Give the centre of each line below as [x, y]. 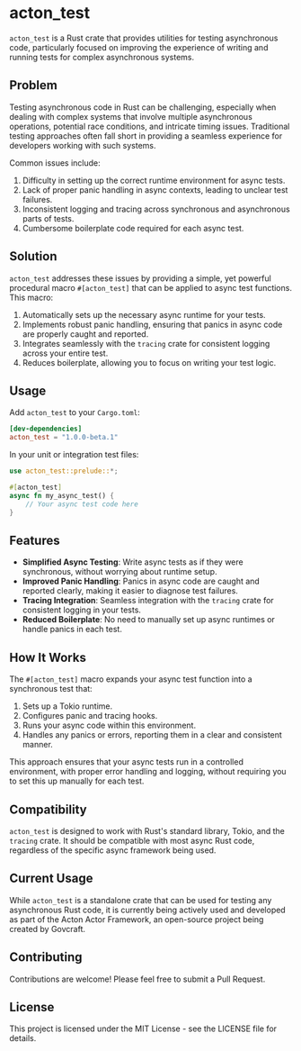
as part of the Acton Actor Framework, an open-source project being [137, 919]
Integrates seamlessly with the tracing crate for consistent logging [146, 343]
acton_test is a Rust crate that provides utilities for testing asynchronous [144, 38]
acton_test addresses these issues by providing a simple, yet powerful [140, 278]
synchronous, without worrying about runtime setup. [120, 572]
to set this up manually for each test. [77, 781]
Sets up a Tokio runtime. [67, 706]
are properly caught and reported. [85, 334]
